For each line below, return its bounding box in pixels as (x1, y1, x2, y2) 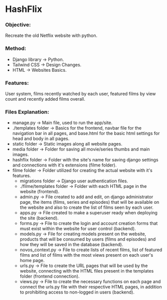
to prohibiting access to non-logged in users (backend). (19, 289, 135, 295)
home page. (19, 258, 45, 264)
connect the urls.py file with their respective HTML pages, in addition (19, 284, 162, 290)
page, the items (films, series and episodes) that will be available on (19, 199, 160, 205)
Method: (5, 45, 26, 52)
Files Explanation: (5, 109, 49, 115)
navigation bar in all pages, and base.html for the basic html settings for (12, 131, 160, 137)
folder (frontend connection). (19, 273, 80, 280)
